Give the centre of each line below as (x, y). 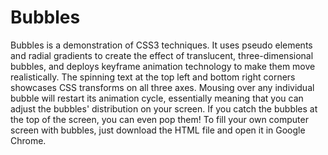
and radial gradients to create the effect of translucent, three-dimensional (162, 55)
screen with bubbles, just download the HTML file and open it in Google (158, 130)
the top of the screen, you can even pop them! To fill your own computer (159, 119)
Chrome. (28, 140)
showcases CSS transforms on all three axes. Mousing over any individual (162, 87)
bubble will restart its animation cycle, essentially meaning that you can (157, 98)
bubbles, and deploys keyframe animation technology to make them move (163, 66)
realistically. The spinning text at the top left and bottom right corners (153, 77)
